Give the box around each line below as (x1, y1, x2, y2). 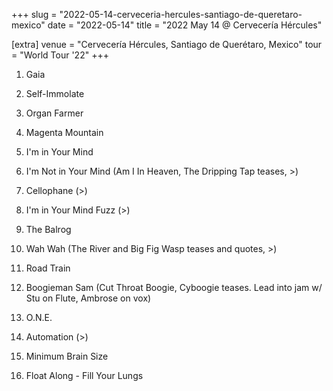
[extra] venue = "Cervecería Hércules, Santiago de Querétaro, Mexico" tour (11, 39, 323, 50)
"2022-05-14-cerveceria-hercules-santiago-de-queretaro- (59, 9, 303, 20)
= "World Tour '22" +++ (11, 49, 109, 61)
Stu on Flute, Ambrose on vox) (25, 292, 152, 304)
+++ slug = (11, 9, 58, 20)
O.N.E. (25, 312, 53, 323)
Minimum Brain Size (25, 350, 109, 362)
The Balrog (25, 224, 72, 235)
